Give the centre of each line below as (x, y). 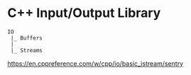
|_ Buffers (26, 38)
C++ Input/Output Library (84, 13)
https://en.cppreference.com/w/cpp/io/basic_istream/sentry (95, 63)
